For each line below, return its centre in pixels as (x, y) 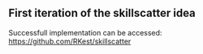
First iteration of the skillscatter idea (102, 13)
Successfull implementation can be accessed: (85, 32)
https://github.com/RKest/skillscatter (70, 41)
